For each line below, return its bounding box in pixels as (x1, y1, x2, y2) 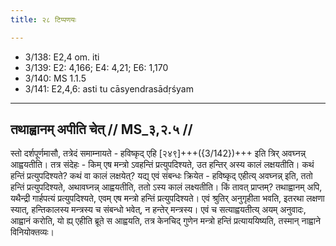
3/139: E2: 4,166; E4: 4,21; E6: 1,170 (24, 61, 169, 73)
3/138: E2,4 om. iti (24, 51, 100, 63)
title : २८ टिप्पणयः (10, 14, 77, 25)
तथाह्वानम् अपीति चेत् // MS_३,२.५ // (10, 121, 193, 138)
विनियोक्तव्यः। (10, 226, 55, 238)
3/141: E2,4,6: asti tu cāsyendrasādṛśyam (24, 82, 194, 95)
